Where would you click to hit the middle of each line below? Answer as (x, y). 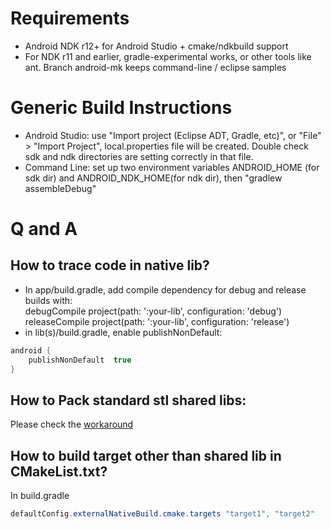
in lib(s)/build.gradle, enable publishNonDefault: (123, 332)
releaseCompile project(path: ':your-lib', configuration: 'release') (157, 321)
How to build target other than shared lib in (146, 455)
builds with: (48, 300)
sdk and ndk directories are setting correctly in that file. (139, 156)
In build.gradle (40, 496)
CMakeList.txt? (59, 471)
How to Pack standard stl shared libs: (128, 400)
